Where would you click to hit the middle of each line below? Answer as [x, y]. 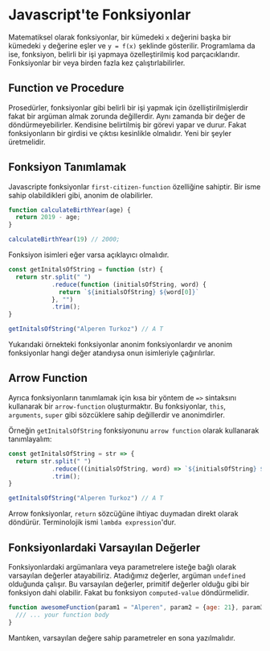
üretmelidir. [27, 142]
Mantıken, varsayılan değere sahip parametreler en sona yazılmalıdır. [122, 637]
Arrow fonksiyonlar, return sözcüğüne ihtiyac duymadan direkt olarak [123, 514]
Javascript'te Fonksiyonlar [100, 15]
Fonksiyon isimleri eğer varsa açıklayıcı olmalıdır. [89, 255]
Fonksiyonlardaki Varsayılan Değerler [104, 547]
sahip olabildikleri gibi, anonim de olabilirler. [81, 195]
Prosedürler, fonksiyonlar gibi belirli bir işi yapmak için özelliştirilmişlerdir [129, 107]
